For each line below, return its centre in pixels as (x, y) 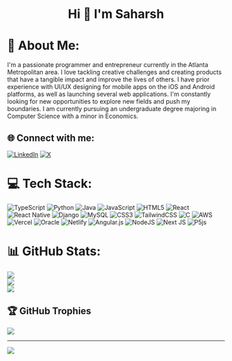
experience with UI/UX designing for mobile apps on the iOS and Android (111, 87)
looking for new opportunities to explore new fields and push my (99, 101)
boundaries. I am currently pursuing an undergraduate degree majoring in (112, 109)
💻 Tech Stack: (50, 184)
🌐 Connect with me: (51, 138)
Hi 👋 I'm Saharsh (116, 14)
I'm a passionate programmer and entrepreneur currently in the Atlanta (108, 65)
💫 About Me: (43, 46)
